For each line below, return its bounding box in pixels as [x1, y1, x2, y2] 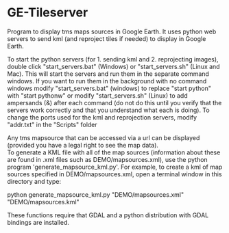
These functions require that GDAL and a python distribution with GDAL [7, 210, 209, 219]
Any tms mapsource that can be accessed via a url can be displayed [7, 133, 200, 141]
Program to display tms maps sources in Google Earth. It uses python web [7, 27, 217, 36]
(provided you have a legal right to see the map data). [7, 141, 159, 149]
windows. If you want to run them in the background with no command [7, 77, 207, 85]
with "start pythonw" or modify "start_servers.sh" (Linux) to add [7, 91, 189, 100]
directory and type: [7, 177, 62, 185]
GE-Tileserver [7, 5, 88, 20]
